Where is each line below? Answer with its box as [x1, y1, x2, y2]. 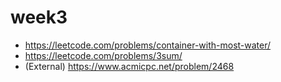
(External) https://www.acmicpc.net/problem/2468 [24, 60, 235, 72]
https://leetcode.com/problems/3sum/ [24, 49, 183, 61]
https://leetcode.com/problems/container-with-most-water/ [24, 39, 272, 51]
